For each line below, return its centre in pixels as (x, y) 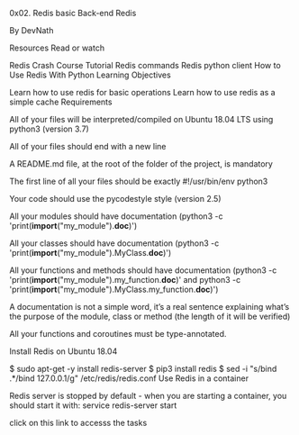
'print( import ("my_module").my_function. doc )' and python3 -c (125, 280)
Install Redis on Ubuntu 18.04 (63, 351)
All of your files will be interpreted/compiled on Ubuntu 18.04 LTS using (141, 119)
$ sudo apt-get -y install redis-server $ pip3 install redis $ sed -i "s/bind (143, 369)
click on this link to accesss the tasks (78, 423)
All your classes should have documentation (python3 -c (114, 243)
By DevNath (32, 30)
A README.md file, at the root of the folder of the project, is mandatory (141, 164)
